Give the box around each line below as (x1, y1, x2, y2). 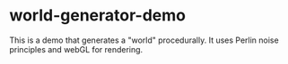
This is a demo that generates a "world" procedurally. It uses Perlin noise (9, 35, 280, 45)
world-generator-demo (9, 5, 187, 26)
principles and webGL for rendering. (9, 44, 144, 54)
